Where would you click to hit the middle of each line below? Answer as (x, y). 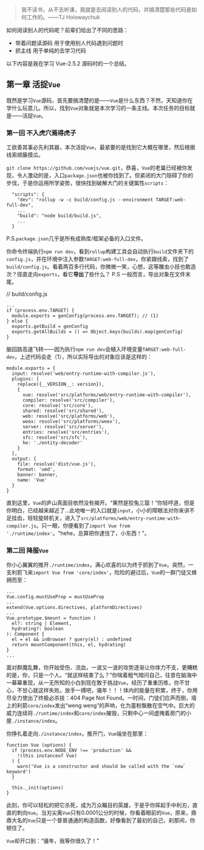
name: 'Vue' (32, 480)
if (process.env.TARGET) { (40, 311)
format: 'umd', (36, 470)
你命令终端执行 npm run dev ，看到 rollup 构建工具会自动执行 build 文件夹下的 (100, 251)
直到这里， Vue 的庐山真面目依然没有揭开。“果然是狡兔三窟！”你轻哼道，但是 (100, 503)
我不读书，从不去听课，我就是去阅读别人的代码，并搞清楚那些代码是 (106, 9)
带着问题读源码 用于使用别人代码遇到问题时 (69, 43)
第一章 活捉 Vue (33, 85)
